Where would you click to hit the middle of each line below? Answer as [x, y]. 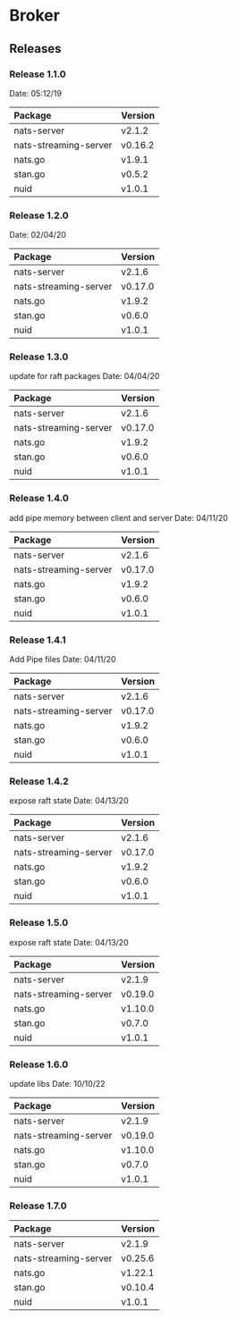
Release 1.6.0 [39, 1064]
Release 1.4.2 [39, 781]
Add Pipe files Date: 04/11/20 [63, 660]
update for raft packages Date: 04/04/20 [85, 376]
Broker [35, 16]
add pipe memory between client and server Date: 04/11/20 [118, 517]
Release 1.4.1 [38, 640]
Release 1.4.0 [39, 499]
